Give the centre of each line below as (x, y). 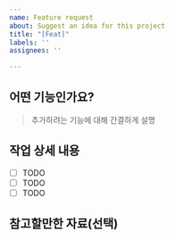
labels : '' (29, 42)
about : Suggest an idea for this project (87, 26)
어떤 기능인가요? (52, 97)
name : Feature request (51, 17)
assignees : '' (36, 51)
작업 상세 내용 (45, 151)
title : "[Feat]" (39, 34)
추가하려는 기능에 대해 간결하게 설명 (93, 119)
